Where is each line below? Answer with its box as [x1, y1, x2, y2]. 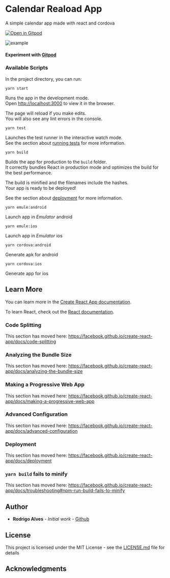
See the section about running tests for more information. [5, 140, 126, 146]
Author [5, 502, 28, 511]
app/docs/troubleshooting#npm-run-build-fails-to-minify [5, 487, 125, 494]
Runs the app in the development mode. [5, 95, 89, 101]
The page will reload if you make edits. [5, 110, 87, 116]
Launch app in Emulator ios [5, 232, 63, 238]
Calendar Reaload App [5, 3, 102, 15]
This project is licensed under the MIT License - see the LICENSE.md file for [5, 544, 165, 550]
